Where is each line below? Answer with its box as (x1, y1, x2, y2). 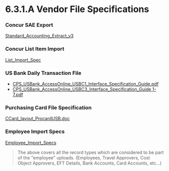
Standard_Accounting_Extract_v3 (5, 33, 74, 39)
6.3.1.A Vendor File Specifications (5, 4, 149, 15)
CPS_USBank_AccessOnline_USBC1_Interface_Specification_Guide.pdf (12, 81, 159, 87)
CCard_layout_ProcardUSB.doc (5, 116, 70, 122)
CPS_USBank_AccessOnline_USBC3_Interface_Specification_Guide (12, 87, 151, 93)
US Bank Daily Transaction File (5, 69, 81, 76)
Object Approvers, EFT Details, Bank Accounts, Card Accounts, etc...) (17, 160, 162, 166)
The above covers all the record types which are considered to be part (17, 149, 164, 155)
